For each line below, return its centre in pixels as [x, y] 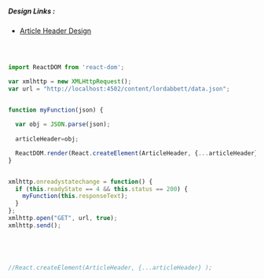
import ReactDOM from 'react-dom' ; [66, 67]
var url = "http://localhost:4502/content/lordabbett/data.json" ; [119, 89]
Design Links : [32, 11]
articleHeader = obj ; [47, 139]
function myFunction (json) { [56, 110]
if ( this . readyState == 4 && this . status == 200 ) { [102, 189]
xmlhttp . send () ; [35, 225]
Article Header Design [55, 31]
